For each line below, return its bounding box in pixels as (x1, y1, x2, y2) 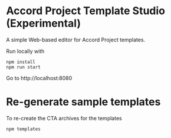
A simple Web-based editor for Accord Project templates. (6, 36, 146, 43)
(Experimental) (6, 17, 81, 30)
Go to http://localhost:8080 (6, 74, 73, 81)
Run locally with (6, 47, 45, 54)
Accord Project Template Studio (6, 4, 165, 18)
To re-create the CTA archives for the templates (6, 114, 122, 121)
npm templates (6, 126, 41, 132)
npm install (6, 59, 35, 65)
